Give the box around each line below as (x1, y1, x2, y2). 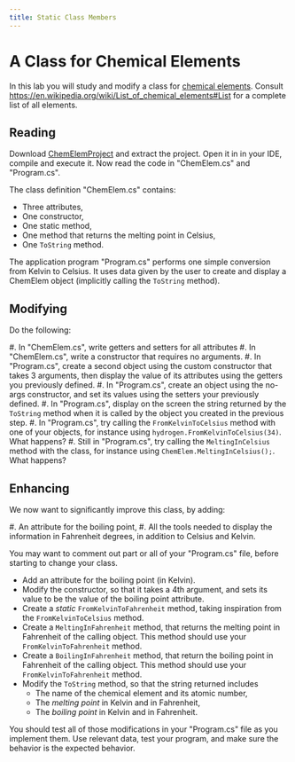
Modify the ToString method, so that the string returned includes (21, 679, 259, 688)
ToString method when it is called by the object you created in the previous (9, 408, 284, 419)
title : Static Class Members (9, 12, 117, 22)
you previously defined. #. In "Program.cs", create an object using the (9, 380, 264, 390)
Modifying (9, 301, 68, 316)
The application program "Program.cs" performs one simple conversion (9, 256, 271, 267)
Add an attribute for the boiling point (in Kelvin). (21, 575, 197, 585)
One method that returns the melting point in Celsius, (21, 230, 216, 240)
